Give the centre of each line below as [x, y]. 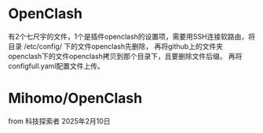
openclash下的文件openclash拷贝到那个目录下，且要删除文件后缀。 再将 [125, 56]
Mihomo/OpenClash [75, 98]
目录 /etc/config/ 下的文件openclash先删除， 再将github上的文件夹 [116, 46]
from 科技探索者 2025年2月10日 [60, 121]
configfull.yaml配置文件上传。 [56, 66]
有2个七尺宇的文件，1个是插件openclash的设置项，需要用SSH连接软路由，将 [131, 36]
